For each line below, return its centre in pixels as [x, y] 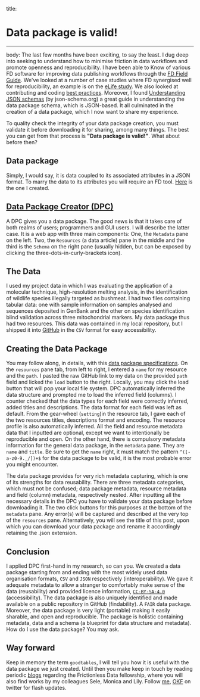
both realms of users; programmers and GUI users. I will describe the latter [98, 227]
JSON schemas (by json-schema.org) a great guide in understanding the [95, 99]
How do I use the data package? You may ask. [63, 629]
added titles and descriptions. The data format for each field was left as [94, 407]
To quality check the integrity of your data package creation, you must [92, 123]
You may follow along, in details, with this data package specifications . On [97, 363]
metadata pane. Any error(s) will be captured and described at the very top [97, 514]
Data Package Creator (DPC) [60, 207]
